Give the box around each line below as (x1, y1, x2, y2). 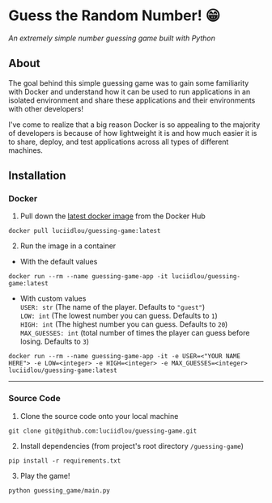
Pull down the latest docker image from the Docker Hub (19, 211, 206, 221)
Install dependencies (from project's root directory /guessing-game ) (19, 441, 244, 450)
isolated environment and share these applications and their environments (8, 95, 256, 105)
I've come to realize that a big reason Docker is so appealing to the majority (8, 120, 261, 129)
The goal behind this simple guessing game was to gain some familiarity (8, 78, 249, 87)
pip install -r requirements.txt (8, 456, 121, 465)
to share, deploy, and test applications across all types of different (8, 137, 229, 146)
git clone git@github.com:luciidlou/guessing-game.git (8, 427, 198, 435)
